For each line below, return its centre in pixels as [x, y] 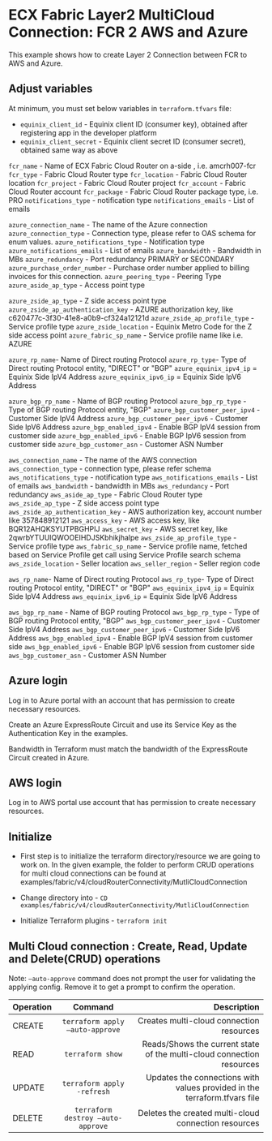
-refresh [93, 1092]
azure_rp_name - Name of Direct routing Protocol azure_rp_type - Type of [127, 360]
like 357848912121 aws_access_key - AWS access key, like [104, 520]
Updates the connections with [202, 1077]
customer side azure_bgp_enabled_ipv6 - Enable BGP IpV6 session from [127, 435]
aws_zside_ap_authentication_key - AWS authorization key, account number [135, 511]
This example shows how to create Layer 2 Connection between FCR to [128, 54]
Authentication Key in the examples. [68, 733]
